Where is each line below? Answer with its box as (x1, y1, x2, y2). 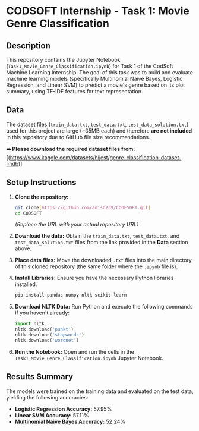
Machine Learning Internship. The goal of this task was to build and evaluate (6, 69, 193, 75)
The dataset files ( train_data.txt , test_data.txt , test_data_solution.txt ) (6, 121, 189, 128)
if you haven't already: (14, 309, 70, 316)
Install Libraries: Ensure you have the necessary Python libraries (14, 275, 174, 282)
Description (6, 40, 50, 51)
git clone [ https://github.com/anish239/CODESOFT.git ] (14, 205, 151, 210)
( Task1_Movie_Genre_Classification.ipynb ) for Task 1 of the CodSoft (6, 62, 173, 70)
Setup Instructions (6, 177, 77, 188)
